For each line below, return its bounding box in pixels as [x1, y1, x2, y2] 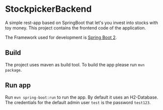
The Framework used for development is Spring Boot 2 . [5, 34, 117, 40]
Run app [5, 81, 31, 89]
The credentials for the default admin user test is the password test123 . [5, 99, 151, 105]
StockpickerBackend [5, 3, 92, 15]
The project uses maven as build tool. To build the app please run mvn [5, 61, 145, 67]
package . [5, 67, 22, 73]
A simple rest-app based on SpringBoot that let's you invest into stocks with [5, 20, 158, 26]
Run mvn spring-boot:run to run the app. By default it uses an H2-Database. [5, 94, 158, 100]
